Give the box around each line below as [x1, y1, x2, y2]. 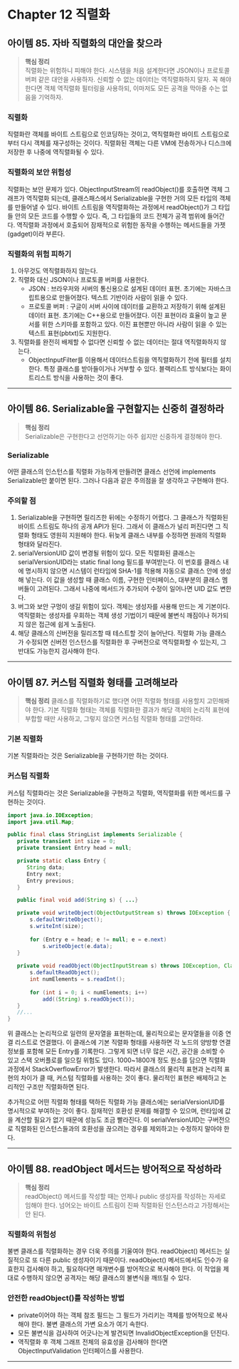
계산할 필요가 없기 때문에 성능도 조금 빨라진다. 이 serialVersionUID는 [14, 1115, 206, 1124]
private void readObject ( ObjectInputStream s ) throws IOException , [16, 962, 221, 969]
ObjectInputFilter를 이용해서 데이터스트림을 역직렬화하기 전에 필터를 [28, 355, 218, 364]
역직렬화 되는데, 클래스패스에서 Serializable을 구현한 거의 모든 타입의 [26, 194, 218, 202]
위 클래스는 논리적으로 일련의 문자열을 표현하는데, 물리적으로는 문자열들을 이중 [7, 1029, 224, 1038]
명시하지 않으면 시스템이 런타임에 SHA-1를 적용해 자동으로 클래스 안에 [25, 567, 218, 576]
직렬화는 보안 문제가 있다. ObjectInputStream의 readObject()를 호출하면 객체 [7, 184, 223, 193]
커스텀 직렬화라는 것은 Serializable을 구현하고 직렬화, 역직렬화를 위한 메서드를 [7, 788, 224, 797]
